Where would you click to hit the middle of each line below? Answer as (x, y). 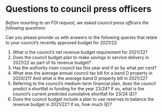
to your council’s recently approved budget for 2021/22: (62, 42)
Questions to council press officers (79, 9)
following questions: (26, 28)
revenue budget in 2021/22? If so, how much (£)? (62, 104)
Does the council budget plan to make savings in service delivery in (81, 57)
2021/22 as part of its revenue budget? (52, 62)
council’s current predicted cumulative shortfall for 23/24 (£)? (75, 94)
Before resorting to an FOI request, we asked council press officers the (77, 23)
